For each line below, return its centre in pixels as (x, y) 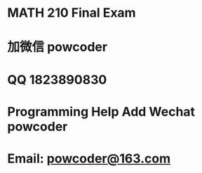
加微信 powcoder (57, 47)
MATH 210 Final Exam (72, 13)
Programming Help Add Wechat (101, 112)
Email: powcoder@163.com (89, 158)
